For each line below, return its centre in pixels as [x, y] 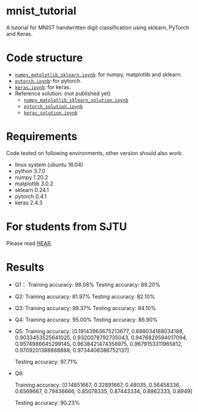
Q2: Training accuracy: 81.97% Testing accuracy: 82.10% [85, 296]
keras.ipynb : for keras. [43, 87]
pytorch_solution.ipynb [53, 106]
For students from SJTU [66, 227]
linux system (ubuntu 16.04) [49, 165]
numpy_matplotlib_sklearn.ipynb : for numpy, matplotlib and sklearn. [98, 74]
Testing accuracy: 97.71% [46, 361]
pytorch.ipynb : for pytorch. [48, 80]
